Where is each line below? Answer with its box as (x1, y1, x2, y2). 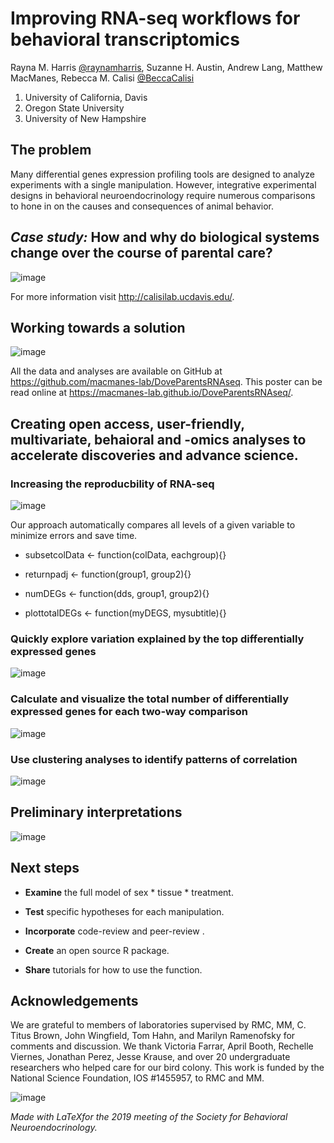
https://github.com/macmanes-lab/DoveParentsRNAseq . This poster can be (10, 376, 323, 388)
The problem (10, 142, 92, 159)
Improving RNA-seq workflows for (10, 7, 301, 30)
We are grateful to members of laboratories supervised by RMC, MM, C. (10, 1019, 307, 1031)
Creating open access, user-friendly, (10, 415, 245, 432)
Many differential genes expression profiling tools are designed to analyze (10, 168, 316, 180)
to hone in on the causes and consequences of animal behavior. (10, 200, 275, 212)
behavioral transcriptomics (10, 28, 240, 51)
